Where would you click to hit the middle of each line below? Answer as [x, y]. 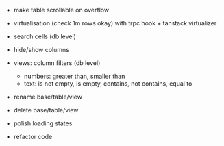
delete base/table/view [46, 110]
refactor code [33, 137]
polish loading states [43, 123]
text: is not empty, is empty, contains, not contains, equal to [108, 84]
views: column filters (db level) [57, 63]
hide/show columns [41, 50]
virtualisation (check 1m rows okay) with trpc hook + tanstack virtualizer [115, 23]
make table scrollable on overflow [61, 10]
